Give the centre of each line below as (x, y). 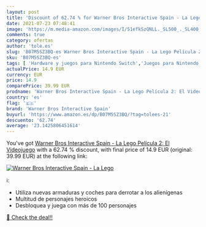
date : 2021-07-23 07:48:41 (41, 23)
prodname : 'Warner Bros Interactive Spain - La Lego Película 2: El (96, 92)
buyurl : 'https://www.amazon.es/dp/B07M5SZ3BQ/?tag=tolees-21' (89, 114)
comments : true (26, 35)
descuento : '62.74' (31, 120)
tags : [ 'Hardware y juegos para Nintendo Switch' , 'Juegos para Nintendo (103, 63)
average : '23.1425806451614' (44, 126)
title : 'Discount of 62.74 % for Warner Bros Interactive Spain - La (97, 18)
